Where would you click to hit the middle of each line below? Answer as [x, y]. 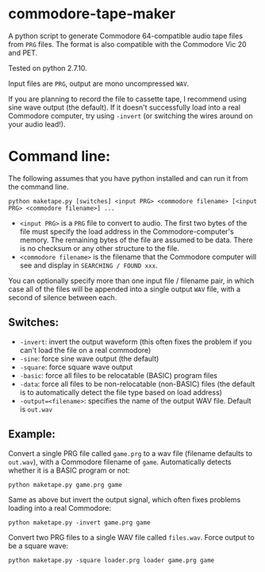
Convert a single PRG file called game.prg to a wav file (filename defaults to [130, 453]
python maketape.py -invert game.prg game [79, 522]
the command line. [38, 187]
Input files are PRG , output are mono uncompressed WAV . [99, 83]
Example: [32, 434]
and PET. [23, 52]
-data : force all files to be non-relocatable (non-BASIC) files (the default [137, 384]
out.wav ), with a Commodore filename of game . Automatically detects [120, 462]
